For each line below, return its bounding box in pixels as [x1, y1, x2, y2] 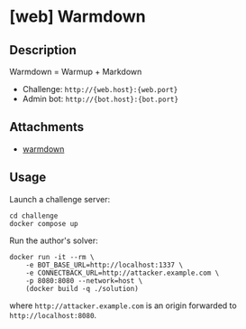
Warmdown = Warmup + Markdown [9, 66, 142, 77]
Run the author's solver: [9, 235, 98, 246]
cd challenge [9, 211, 59, 221]
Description [9, 42, 77, 58]
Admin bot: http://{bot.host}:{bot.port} [22, 93, 178, 104]
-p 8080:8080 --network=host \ [25, 276, 143, 286]
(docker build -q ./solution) [25, 284, 140, 293]
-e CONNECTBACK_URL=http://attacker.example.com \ [25, 268, 220, 277]
